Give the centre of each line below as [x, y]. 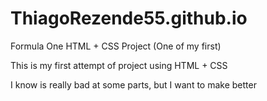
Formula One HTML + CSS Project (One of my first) [116, 46]
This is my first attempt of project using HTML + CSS [119, 65]
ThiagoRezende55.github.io [129, 18]
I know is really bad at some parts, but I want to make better [133, 84]
